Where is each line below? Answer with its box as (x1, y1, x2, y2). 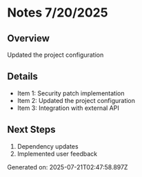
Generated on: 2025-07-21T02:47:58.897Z (7, 162, 128, 171)
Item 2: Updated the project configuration (17, 96, 136, 104)
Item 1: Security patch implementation (17, 88, 125, 97)
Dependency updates (17, 142, 79, 150)
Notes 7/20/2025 (7, 5, 108, 21)
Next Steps (7, 124, 56, 136)
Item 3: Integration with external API (17, 104, 119, 112)
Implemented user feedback (17, 149, 98, 158)
